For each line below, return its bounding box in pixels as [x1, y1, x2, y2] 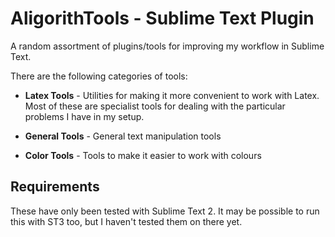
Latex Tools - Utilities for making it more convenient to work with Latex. [24, 89, 320, 101]
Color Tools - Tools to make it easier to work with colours [24, 149, 262, 161]
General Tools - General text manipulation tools [24, 130, 222, 142]
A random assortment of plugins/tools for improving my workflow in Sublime [10, 40, 325, 52]
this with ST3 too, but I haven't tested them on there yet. [10, 215, 243, 227]
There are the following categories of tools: [10, 70, 188, 82]
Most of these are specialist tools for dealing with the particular [24, 100, 286, 112]
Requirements [10, 178, 100, 196]
